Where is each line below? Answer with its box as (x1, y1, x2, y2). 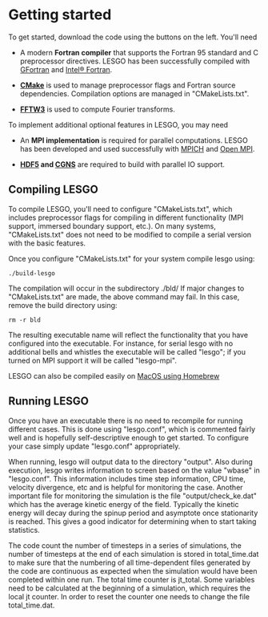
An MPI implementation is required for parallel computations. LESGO (19, 135, 248, 145)
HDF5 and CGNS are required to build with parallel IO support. (19, 159, 226, 169)
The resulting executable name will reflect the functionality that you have (8, 330, 249, 339)
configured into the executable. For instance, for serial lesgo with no (8, 339, 234, 348)
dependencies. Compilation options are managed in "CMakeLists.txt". (19, 88, 250, 98)
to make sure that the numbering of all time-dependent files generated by (8, 558, 250, 567)
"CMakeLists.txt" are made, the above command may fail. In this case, (8, 291, 240, 302)
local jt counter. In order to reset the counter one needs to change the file (8, 591, 250, 601)
